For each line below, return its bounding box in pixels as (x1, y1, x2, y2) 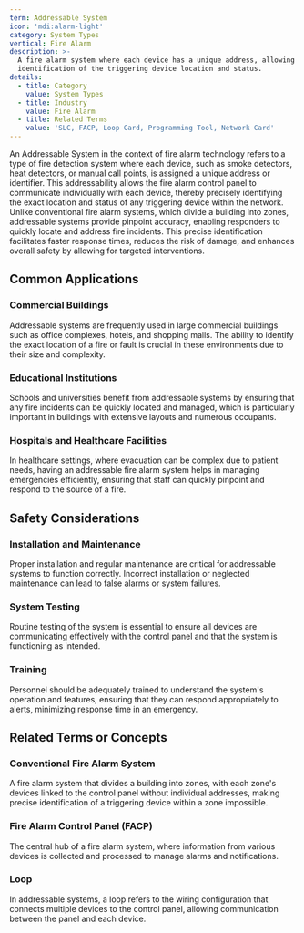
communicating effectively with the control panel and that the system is (9, 631, 278, 642)
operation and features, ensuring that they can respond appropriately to (9, 693, 279, 704)
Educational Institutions (9, 371, 117, 384)
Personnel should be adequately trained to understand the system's (9, 684, 264, 695)
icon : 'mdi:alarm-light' (9, 22, 104, 31)
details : (9, 73, 43, 82)
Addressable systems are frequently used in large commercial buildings (9, 320, 279, 331)
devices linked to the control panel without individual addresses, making (9, 787, 280, 798)
